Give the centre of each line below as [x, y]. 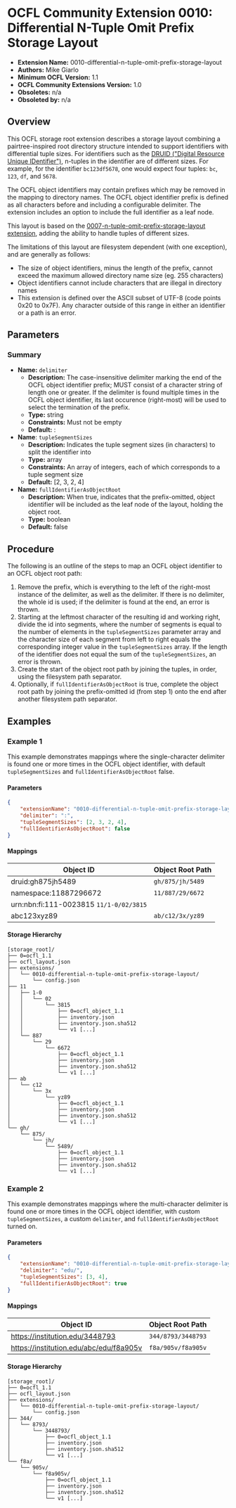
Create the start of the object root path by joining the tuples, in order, [117, 669]
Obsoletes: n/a [39, 92]
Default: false [48, 527]
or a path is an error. [47, 312]
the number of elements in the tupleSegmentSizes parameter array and [119, 632]
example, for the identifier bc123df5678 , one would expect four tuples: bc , [112, 168]
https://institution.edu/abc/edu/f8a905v [77, 1348]
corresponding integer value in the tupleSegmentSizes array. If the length [122, 647]
